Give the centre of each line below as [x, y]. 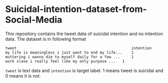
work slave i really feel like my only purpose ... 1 [65, 61]
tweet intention [78, 48]
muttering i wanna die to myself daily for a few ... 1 [70, 57]
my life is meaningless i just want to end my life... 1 [70, 52]
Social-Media [34, 20]
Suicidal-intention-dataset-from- [76, 9]
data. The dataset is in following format [46, 39]
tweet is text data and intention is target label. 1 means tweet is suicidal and [84, 70]
